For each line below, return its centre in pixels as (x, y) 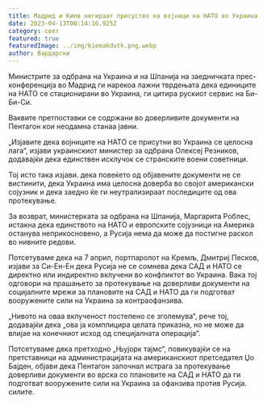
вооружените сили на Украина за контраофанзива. (96, 300)
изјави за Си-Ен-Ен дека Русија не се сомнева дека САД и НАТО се (125, 266)
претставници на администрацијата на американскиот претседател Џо (131, 357)
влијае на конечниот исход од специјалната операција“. (104, 333)
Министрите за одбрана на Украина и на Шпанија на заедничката (122, 76)
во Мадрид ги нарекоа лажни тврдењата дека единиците (157, 85)
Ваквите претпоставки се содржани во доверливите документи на (124, 118)
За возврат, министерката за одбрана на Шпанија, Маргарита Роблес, (129, 216)
